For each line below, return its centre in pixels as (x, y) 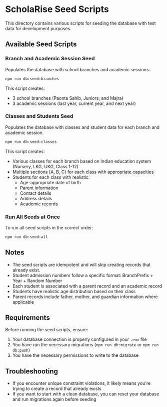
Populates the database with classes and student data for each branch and (82, 127)
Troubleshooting (32, 371)
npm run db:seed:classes (31, 142)
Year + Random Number (37, 281)
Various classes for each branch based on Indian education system (82, 161)
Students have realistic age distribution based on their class (74, 291)
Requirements (27, 318)
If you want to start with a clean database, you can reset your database (86, 394)
